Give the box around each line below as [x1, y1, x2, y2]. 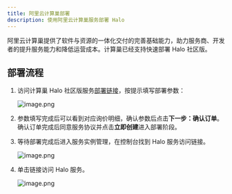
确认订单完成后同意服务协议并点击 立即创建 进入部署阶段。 [17, 123, 181, 131]
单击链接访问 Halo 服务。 [17, 166, 88, 174]
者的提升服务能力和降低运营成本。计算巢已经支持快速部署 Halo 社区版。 [7, 45, 211, 53]
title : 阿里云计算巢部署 [7, 10, 70, 17]
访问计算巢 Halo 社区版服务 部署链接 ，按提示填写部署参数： [17, 87, 185, 95]
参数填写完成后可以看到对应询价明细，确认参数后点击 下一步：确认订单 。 [17, 114, 223, 122]
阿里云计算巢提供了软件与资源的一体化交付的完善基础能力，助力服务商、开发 [7, 36, 225, 45]
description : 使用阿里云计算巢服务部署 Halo [7, 17, 125, 23]
